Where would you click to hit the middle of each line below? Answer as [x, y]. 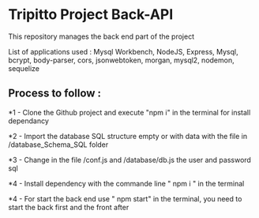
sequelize [24, 68]
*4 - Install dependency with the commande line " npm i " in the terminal [126, 183]
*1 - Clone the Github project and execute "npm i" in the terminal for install [129, 112]
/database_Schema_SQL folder [58, 145]
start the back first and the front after [69, 207]
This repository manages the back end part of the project [101, 36]
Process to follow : [54, 94]
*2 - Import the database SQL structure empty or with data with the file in [128, 136]
